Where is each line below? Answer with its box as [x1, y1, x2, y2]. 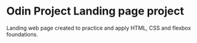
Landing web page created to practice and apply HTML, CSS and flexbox [6, 24, 191, 31]
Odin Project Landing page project [6, 4, 184, 18]
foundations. [6, 30, 39, 38]
